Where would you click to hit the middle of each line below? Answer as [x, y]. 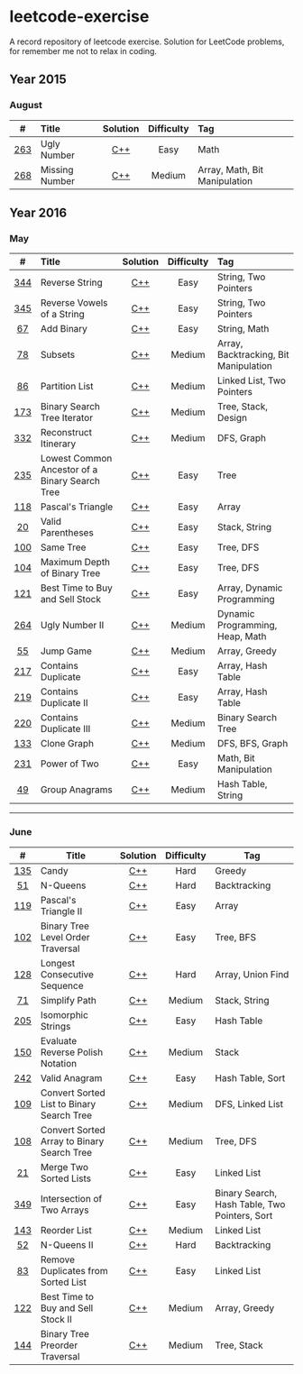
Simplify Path [68, 1000]
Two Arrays [64, 1210]
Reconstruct [66, 433]
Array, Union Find [252, 974]
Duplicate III [65, 729]
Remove [57, 1259]
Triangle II [61, 911]
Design [233, 418]
